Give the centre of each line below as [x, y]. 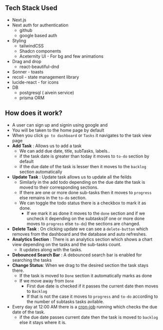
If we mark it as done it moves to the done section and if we [86, 213]
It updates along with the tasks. [51, 249]
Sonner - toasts [28, 72]
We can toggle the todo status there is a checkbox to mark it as [83, 203]
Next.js [19, 20]
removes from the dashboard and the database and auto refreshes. [79, 234]
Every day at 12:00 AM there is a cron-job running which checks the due [84, 307]
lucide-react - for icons [35, 82]
